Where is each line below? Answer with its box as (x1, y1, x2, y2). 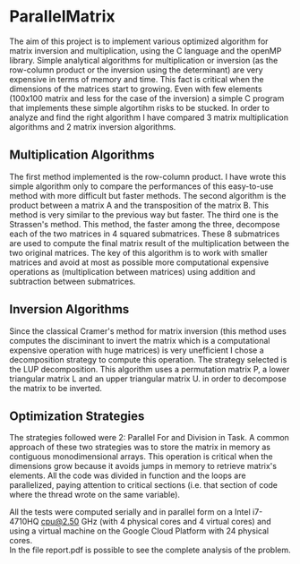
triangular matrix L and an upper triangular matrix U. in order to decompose (9, 373, 287, 384)
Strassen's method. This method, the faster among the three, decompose (9, 218, 280, 229)
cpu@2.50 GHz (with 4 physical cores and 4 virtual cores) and (40, 517, 271, 527)
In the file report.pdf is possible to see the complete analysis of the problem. (9, 544, 291, 556)
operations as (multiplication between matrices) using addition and (9, 266, 256, 277)
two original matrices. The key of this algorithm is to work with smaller (9, 247, 269, 258)
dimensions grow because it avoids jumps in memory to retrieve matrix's (9, 461, 278, 472)
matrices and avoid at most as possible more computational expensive (9, 257, 270, 268)
